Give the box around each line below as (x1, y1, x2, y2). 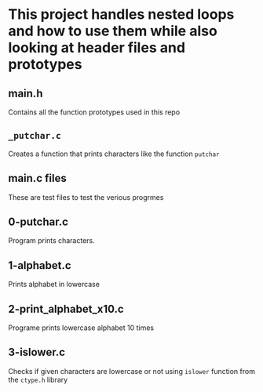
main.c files (8, 172, 67, 185)
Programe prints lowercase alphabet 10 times (8, 323, 155, 332)
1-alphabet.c (8, 259, 72, 272)
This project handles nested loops (8, 5, 235, 24)
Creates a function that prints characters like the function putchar (8, 149, 220, 158)
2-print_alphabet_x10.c (8, 302, 124, 315)
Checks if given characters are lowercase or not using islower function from (8, 366, 255, 376)
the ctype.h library (8, 375, 68, 384)
